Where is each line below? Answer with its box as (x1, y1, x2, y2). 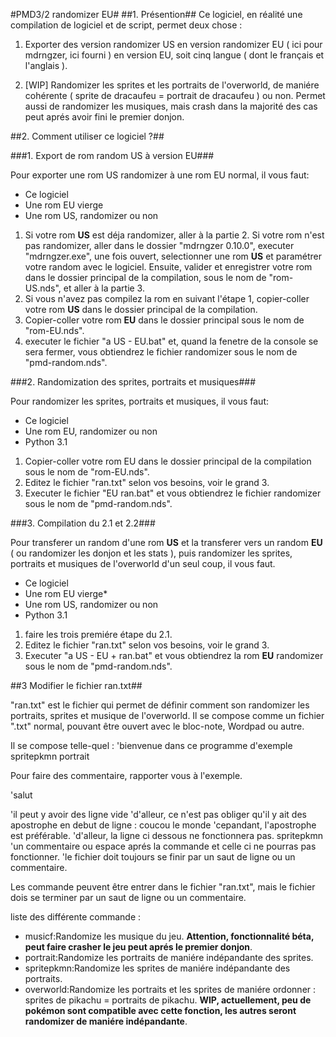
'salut (10, 789, 33, 801)
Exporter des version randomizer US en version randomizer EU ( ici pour (24, 39, 323, 50)
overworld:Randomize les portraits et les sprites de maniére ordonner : (24, 984, 317, 995)
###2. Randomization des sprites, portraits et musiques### (10, 376, 257, 388)
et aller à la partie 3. (63, 282, 145, 294)
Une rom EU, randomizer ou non (24, 425, 158, 437)
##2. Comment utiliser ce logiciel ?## (10, 130, 165, 142)
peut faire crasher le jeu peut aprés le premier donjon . (24, 941, 253, 953)
